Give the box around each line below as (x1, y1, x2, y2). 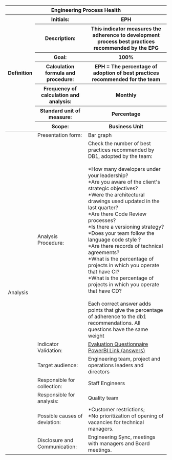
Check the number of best (88, 140, 151, 147)
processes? (88, 217, 116, 224)
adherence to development (92, 32, 160, 38)
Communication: (37, 443, 77, 450)
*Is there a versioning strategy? (88, 223, 164, 230)
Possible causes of (37, 412, 83, 419)
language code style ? (88, 236, 141, 243)
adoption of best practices (93, 69, 160, 76)
